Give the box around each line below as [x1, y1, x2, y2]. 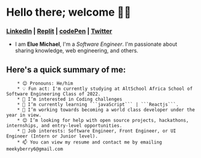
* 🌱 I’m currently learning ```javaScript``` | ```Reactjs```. [17, 102, 179, 108]
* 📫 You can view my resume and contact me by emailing [17, 139, 162, 145]
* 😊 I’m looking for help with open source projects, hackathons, [17, 118, 189, 124]
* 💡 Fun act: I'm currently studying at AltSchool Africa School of [17, 86, 193, 92]
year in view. [6, 112, 42, 118]
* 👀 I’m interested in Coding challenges [17, 96, 122, 103]
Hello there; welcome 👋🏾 [6, 5, 131, 19]
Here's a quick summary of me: [6, 65, 126, 75]
